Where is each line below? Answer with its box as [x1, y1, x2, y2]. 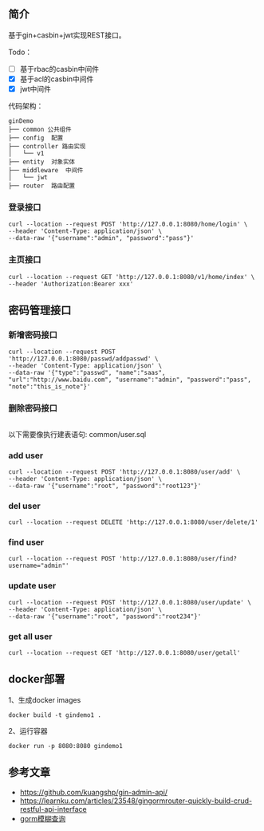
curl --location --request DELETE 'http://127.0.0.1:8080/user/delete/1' [8, 518, 259, 526]
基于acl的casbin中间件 [19, 74, 94, 84]
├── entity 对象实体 [8, 158, 76, 166]
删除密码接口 [8, 403, 58, 414]
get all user [8, 631, 53, 642]
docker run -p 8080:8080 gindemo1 [8, 742, 124, 750]
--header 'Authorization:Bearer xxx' [8, 280, 134, 288]
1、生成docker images [8, 695, 81, 704]
